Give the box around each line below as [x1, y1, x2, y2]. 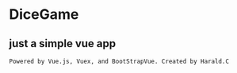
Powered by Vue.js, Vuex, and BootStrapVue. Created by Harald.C [9, 57, 229, 65]
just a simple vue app [9, 37, 117, 50]
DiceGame [9, 5, 79, 24]
